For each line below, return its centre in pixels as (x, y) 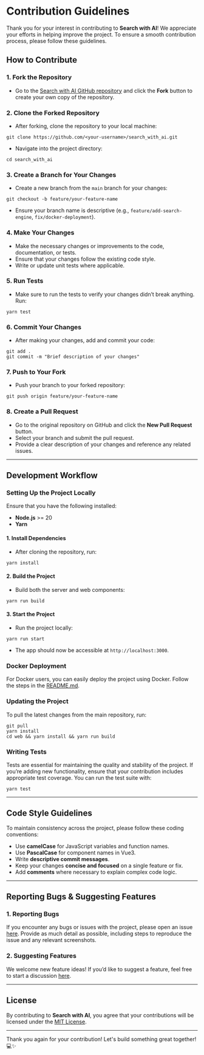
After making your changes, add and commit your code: (85, 340)
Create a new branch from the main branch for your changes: (91, 188)
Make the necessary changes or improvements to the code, (90, 246)
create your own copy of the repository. (65, 97)
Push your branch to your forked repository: (70, 385)
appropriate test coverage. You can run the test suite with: (79, 778)
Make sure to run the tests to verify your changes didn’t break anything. (105, 294)
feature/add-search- (156, 211)
